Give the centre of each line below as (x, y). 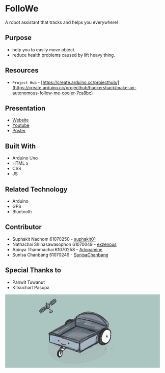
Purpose (18, 38)
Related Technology (36, 189)
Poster (19, 131)
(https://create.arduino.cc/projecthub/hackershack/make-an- (74, 87)
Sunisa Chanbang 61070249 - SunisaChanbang (60, 255)
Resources (22, 70)
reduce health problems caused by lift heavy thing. (64, 55)
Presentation (25, 108)
